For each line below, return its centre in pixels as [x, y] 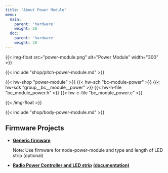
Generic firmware [31, 140]
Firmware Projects [35, 128]
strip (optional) [28, 155]
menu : [11, 15]
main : [16, 19]
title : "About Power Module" [36, 10]
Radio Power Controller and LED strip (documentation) [71, 165]
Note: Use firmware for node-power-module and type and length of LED [88, 150]
